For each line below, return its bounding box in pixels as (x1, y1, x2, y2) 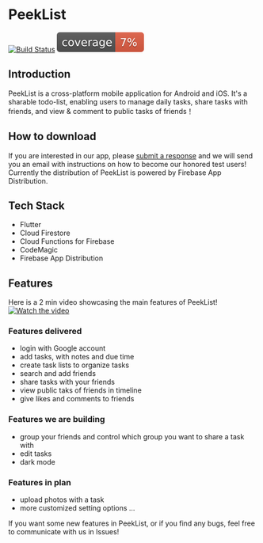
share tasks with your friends (19, 378, 115, 387)
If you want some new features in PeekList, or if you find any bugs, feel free (8, 518, 256, 528)
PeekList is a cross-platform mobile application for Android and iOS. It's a (8, 89, 248, 98)
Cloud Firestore (19, 228, 71, 238)
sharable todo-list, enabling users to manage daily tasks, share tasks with (8, 97, 248, 106)
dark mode (19, 457, 55, 466)
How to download (8, 130, 97, 143)
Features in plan (8, 477, 71, 488)
